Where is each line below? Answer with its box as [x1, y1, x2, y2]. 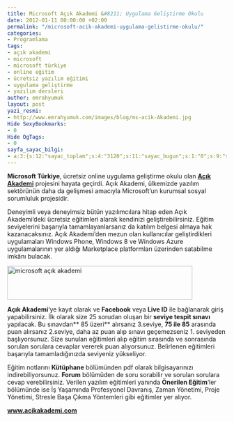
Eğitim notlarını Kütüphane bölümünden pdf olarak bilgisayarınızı [7, 363, 194, 372]
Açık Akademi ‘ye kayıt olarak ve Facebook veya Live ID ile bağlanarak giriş [7, 305, 224, 314]
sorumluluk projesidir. [7, 194, 70, 202]
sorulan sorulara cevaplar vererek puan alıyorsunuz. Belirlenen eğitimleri [7, 342, 215, 351]
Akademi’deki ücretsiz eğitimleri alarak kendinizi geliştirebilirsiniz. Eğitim [7, 215, 214, 223]
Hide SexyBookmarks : [7, 120, 68, 128]
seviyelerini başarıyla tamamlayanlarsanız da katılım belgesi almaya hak [7, 222, 212, 231]
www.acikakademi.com [7, 406, 78, 415]
